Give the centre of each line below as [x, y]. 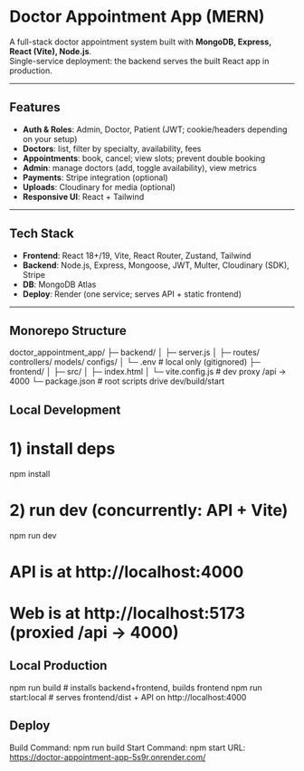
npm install [30, 473]
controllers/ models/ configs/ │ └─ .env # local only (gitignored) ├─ [135, 362]
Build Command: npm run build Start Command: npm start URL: [128, 747]
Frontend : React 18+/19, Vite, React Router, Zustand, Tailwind [137, 255]
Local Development [65, 409]
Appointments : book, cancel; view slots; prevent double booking [144, 158]
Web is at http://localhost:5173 [128, 614]
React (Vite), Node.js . [51, 51]
